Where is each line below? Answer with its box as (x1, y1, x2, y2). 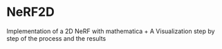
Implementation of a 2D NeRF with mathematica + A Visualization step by (6, 27, 215, 35)
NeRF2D (6, 4, 55, 20)
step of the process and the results (6, 34, 107, 42)
